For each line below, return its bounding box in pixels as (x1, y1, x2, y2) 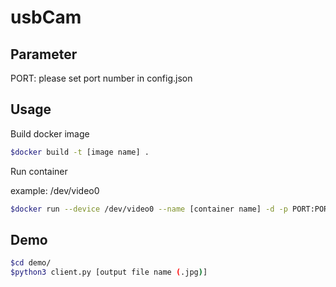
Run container (10, 165, 68, 177)
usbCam (10, 6, 82, 29)
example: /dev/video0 (10, 184, 100, 196)
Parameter (10, 46, 78, 63)
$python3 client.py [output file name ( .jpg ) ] (10, 267, 208, 278)
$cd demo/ (10, 258, 52, 268)
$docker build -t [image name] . (10, 147, 150, 157)
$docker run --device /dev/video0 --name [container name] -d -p (10, 204, 288, 214)
